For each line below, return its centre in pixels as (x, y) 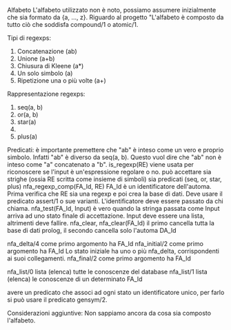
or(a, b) (28, 114)
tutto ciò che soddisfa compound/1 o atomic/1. (73, 24)
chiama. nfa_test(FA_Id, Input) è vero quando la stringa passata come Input (113, 208)
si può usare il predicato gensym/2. (57, 300)
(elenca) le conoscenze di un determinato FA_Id (75, 279)
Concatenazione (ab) (47, 51)
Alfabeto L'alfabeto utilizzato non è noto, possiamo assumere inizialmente (112, 10)
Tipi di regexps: (29, 38)
